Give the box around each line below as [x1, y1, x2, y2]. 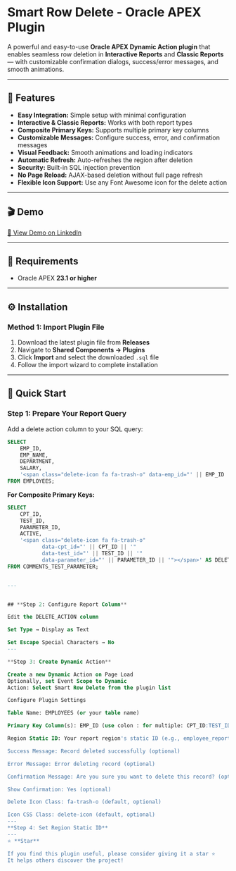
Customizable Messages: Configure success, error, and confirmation [17, 133, 220, 142]
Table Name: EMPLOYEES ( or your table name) [7, 710, 140, 717]
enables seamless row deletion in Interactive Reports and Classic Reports [7, 50, 224, 58]
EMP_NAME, [20, 452, 49, 459]
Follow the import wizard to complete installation [17, 361, 158, 369]
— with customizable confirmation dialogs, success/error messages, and [7, 57, 219, 66]
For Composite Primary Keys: [7, 490, 95, 499]
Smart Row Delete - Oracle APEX [7, 4, 202, 20]
